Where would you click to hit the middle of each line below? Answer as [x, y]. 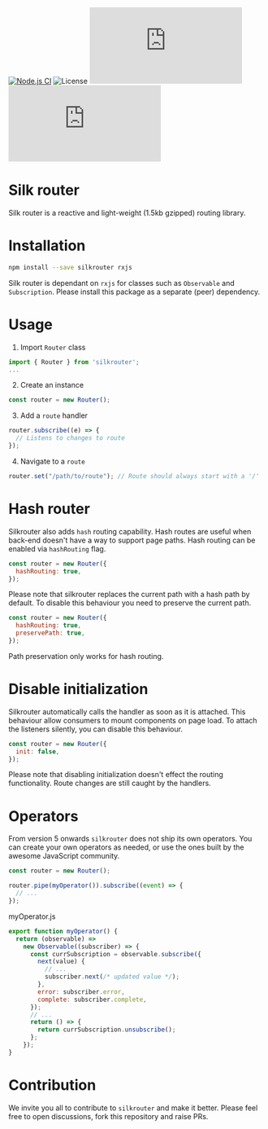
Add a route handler [54, 415]
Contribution [52, 1085]
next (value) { [61, 962]
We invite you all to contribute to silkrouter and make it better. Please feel [133, 1108]
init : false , [38, 751]
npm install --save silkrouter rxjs [70, 267]
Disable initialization [78, 690]
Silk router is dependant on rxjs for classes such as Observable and [121, 283]
